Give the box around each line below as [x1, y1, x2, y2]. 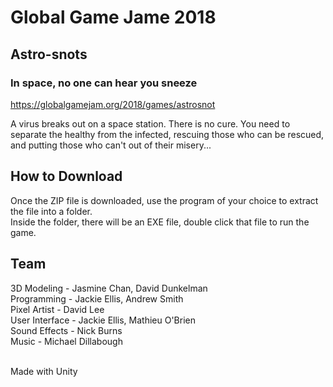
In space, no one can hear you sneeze [10, 76, 198, 90]
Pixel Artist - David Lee [10, 303, 105, 315]
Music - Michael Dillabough [10, 335, 123, 347]
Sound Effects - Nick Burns [10, 324, 123, 336]
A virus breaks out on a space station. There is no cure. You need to [10, 117, 291, 130]
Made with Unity [10, 365, 78, 377]
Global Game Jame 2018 [10, 6, 217, 29]
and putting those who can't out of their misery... [10, 139, 212, 151]
